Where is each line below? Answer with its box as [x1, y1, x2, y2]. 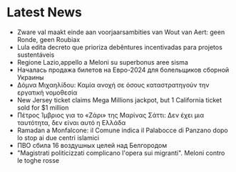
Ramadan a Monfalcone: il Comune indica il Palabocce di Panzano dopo [16, 126, 229, 134]
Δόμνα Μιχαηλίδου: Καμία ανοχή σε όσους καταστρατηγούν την [16, 80, 210, 89]
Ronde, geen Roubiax [16, 35, 81, 43]
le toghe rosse [16, 156, 60, 164]
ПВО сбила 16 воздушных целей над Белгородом [16, 141, 168, 149]
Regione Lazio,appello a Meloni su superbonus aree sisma [16, 58, 188, 66]
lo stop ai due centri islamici [16, 133, 100, 142]
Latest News [6, 4, 83, 21]
